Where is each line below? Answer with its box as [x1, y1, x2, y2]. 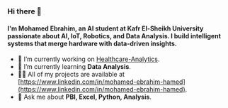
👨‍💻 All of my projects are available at [17, 70, 125, 79]
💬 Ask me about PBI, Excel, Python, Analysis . [17, 92, 152, 102]
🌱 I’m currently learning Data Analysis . [17, 63, 131, 71]
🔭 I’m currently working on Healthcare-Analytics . [17, 55, 160, 63]
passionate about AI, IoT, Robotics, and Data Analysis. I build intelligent [7, 31, 222, 40]
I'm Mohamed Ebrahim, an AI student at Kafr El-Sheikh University [7, 24, 204, 33]
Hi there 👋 [7, 6, 42, 16]
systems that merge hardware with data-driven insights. [7, 39, 177, 48]
